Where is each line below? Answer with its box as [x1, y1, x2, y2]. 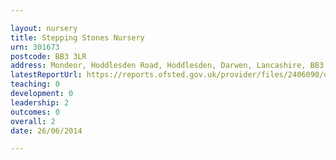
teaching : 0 [10, 79, 60, 90]
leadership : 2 [10, 97, 70, 108]
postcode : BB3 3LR [10, 51, 87, 61]
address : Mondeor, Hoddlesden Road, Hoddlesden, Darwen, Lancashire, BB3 [10, 61, 325, 71]
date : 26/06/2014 [10, 126, 83, 136]
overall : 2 [10, 116, 56, 126]
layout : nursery [10, 23, 78, 33]
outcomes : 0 [10, 107, 60, 117]
